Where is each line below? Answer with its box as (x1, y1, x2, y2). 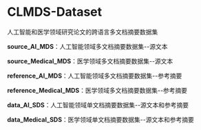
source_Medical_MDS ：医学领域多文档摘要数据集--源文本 (7, 56, 173, 65)
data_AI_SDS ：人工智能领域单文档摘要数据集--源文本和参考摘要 (7, 100, 189, 109)
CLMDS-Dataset (7, 4, 103, 20)
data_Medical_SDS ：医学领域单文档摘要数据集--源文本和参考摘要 (7, 115, 194, 124)
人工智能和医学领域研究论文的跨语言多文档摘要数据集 (7, 28, 158, 36)
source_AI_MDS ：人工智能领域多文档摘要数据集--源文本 (7, 42, 168, 50)
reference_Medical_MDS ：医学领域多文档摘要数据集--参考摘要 (7, 86, 188, 94)
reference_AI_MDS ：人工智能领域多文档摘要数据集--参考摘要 (7, 72, 182, 80)
